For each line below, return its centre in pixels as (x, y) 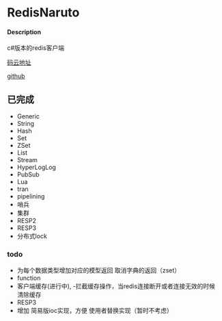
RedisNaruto (43, 13)
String (26, 124)
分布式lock (32, 236)
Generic (28, 116)
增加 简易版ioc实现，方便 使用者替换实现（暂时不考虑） (95, 310)
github (16, 76)
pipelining (31, 196)
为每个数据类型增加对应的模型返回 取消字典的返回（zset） (99, 270)
